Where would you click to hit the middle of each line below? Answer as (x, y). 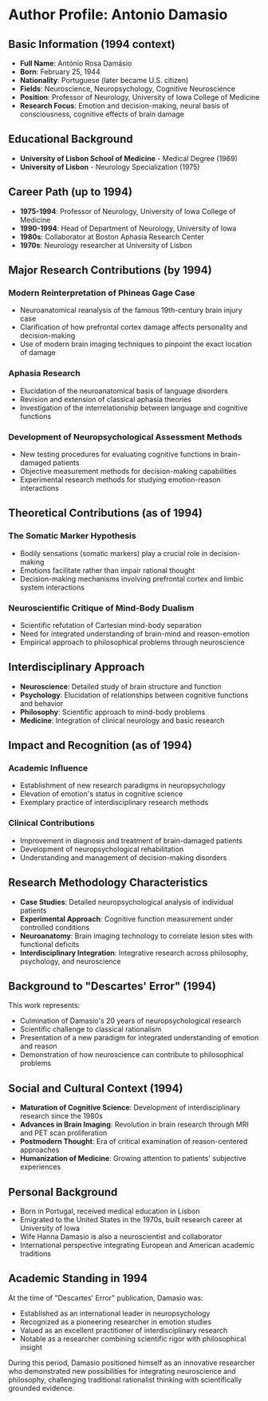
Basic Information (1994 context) (92, 44)
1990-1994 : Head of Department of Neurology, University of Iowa (128, 228)
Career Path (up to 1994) (71, 192)
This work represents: (44, 1005)
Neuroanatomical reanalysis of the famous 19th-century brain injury (131, 310)
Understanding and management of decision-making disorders (123, 857)
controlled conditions (55, 927)
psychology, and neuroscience (70, 961)
